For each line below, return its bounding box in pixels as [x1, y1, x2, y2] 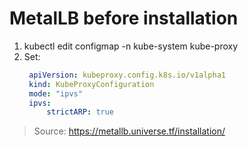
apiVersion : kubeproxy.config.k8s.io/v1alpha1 [28, 70, 226, 80]
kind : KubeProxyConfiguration [28, 79, 155, 89]
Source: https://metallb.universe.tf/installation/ [33, 125, 226, 137]
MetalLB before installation [9, 7, 239, 30]
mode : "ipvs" [28, 88, 83, 99]
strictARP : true [46, 107, 115, 117]
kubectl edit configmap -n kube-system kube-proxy [23, 40, 239, 52]
